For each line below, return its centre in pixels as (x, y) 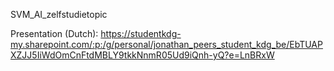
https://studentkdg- (141, 33)
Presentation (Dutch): (54, 33)
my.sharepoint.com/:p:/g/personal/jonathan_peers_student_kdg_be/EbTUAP (166, 44)
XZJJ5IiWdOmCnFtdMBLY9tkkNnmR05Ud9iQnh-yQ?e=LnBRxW (142, 55)
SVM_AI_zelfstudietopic (59, 14)
